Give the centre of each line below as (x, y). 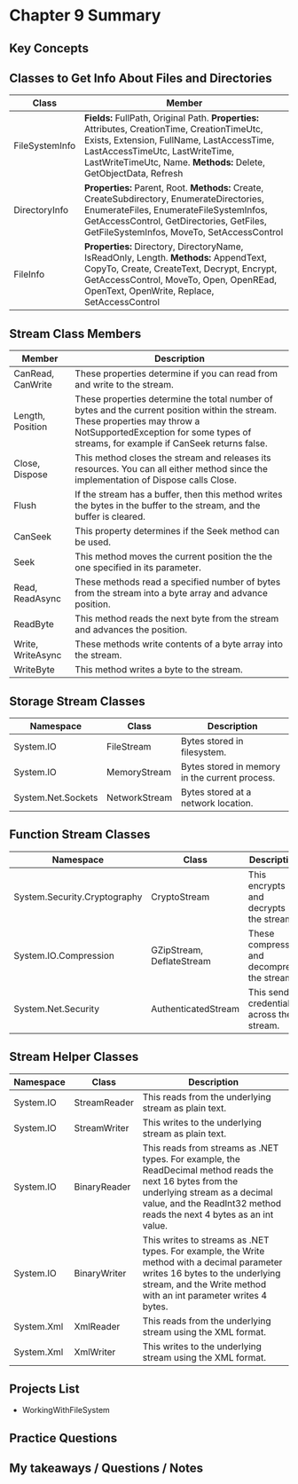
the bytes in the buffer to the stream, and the (168, 506)
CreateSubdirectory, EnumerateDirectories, (174, 199)
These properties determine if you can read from (176, 373)
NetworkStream (139, 797)
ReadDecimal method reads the (208, 1170)
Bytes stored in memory (231, 766)
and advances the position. (131, 630)
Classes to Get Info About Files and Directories (141, 78)
